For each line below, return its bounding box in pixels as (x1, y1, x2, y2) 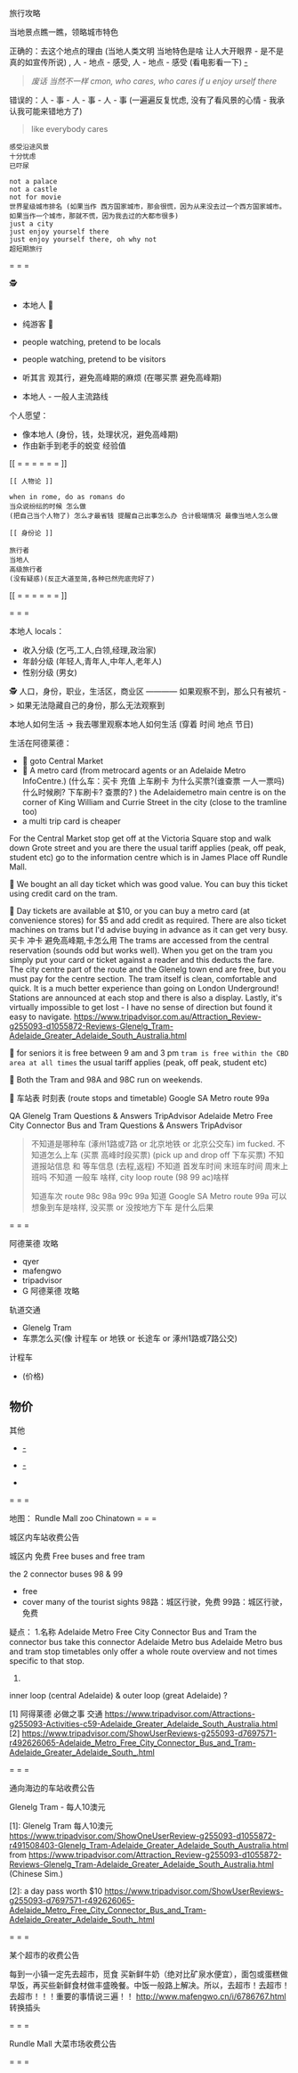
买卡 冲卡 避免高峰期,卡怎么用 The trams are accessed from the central (9, 935, 270, 945)
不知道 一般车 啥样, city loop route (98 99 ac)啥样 (48, 1172, 230, 1182)
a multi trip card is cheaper (21, 816, 122, 827)
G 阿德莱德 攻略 (21, 1286, 80, 1296)
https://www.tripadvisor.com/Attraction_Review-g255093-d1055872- (28, 1849, 282, 1860)
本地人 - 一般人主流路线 (21, 391, 109, 401)
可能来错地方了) (24, 106, 83, 116)
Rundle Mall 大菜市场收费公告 (9, 2038, 117, 2049)
